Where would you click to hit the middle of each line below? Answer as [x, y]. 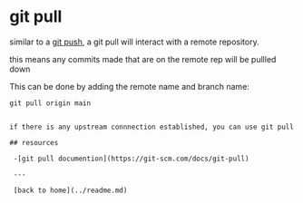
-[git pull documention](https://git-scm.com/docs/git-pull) [131, 159]
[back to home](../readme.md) [70, 190]
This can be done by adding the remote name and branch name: [129, 86]
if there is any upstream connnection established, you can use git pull [152, 127]
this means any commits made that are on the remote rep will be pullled [143, 59]
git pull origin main [50, 103]
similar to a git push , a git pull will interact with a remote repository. [135, 42]
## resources [34, 142]
